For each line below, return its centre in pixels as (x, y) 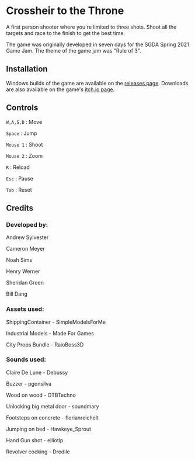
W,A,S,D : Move (24, 122)
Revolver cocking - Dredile (38, 452)
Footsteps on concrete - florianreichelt (53, 417)
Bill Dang (17, 294)
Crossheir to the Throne (65, 11)
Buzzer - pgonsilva (29, 383)
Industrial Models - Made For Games (50, 333)
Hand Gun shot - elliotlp (35, 440)
